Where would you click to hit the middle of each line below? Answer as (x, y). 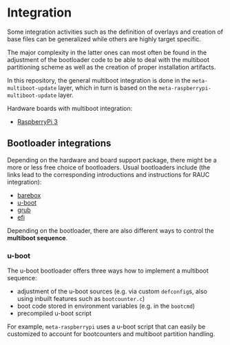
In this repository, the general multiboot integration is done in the (99, 80)
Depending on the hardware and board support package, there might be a (112, 160)
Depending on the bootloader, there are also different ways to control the (111, 230)
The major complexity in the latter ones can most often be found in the (107, 52)
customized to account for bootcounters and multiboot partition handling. (111, 334)
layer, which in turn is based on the (108, 87)
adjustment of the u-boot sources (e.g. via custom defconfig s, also (112, 291)
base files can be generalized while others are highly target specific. (104, 39)
